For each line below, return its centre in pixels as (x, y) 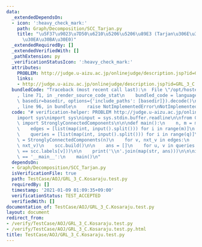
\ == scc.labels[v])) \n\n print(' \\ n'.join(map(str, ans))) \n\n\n (106, 151)
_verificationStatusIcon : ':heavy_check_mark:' (72, 62)
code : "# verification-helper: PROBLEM (62, 112)
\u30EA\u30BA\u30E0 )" (49, 40)
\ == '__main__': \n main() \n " (59, 156)
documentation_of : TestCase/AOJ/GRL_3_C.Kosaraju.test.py (80, 207)
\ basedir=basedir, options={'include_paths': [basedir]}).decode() (105, 101)
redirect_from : (25, 218)
